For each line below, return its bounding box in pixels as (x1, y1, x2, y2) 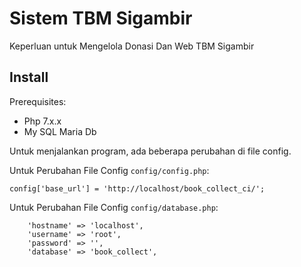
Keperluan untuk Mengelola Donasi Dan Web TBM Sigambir (9, 40, 255, 52)
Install (9, 69, 49, 86)
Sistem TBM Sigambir (9, 7, 193, 30)
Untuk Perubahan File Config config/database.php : (9, 201, 219, 213)
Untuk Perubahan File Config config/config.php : (9, 164, 210, 176)
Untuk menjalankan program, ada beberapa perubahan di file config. (9, 145, 292, 157)
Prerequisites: (9, 95, 67, 107)
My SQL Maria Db (23, 125, 97, 137)
